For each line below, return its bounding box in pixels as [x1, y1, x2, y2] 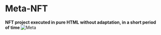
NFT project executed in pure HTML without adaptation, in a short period [5, 19, 156, 25]
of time [5, 24, 20, 30]
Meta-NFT [5, 3, 48, 14]
